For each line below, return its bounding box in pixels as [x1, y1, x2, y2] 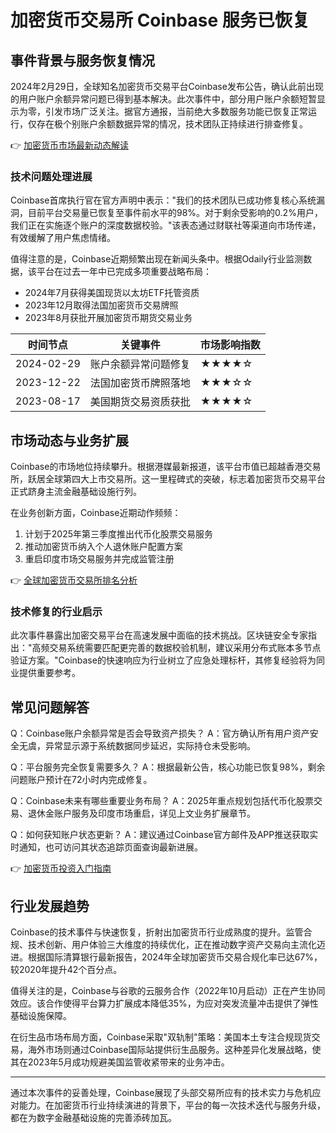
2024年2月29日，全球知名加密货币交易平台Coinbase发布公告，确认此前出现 [10, 81, 324, 92]
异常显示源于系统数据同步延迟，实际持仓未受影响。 [44, 740, 256, 752]
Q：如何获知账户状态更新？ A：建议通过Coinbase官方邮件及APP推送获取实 [10, 829, 319, 841]
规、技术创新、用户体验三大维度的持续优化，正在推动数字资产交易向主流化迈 [10, 939, 326, 951]
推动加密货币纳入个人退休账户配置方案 [24, 541, 183, 553]
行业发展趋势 [10, 897, 90, 915]
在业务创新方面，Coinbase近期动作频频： [10, 507, 182, 519]
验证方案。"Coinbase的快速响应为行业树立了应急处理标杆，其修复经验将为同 [10, 654, 325, 666]
